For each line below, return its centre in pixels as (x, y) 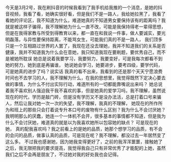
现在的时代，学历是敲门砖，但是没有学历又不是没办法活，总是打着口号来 (81, 97)
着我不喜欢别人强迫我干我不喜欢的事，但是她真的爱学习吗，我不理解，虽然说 (85, 90)
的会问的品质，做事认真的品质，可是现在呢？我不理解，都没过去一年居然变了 (85, 135)
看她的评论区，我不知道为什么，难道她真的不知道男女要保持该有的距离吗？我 (85, 20)
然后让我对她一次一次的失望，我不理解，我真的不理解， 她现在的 (81, 103)
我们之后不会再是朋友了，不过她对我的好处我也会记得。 (63, 154)
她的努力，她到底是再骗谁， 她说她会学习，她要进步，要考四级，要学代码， (84, 65)
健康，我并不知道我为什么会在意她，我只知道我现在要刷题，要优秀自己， (81, 52)
